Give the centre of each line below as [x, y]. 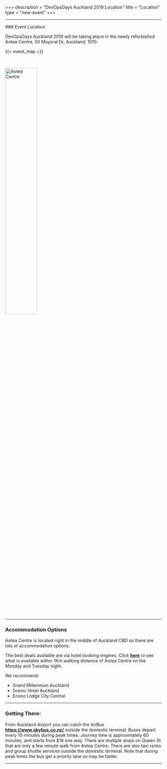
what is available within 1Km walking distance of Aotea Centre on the [76, 661]
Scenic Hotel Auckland [36, 691]
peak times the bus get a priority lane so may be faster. [62, 756]
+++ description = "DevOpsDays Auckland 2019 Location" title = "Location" [83, 7]
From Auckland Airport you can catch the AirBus [55, 724]
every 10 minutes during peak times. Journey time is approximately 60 [77, 735]
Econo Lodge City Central [39, 696]
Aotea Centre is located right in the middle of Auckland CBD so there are [80, 640]
